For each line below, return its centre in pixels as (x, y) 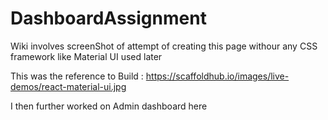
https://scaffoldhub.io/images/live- (217, 76)
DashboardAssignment (108, 18)
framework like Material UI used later (86, 56)
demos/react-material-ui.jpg (68, 86)
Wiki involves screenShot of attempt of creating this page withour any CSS (164, 46)
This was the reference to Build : (77, 76)
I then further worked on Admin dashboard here (109, 106)
